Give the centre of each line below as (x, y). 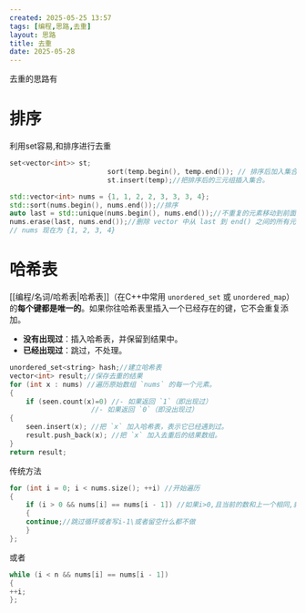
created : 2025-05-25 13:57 (61, 18)
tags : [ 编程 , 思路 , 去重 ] (51, 26)
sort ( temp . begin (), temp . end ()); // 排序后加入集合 (202, 171)
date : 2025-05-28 (42, 52)
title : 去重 (31, 43)
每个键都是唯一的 (50, 308)
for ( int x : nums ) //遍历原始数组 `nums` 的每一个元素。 (113, 384)
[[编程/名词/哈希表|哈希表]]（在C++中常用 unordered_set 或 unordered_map (148, 296)
